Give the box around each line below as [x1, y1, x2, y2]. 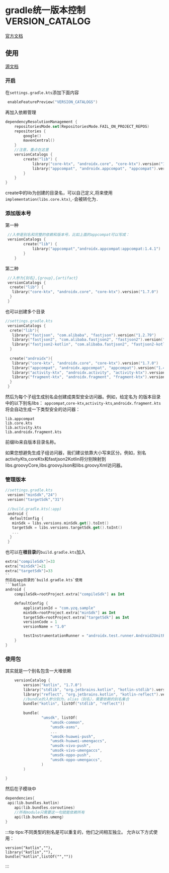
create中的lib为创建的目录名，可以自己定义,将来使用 [5, 190, 113, 196]
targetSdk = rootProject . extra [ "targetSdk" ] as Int [23, 615, 129, 620]
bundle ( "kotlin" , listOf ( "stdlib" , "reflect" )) [23, 701, 125, 707]
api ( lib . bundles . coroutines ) [14, 805, 75, 810]
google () [23, 133, 42, 138]
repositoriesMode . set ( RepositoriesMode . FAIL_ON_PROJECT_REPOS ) [14, 124, 150, 129]
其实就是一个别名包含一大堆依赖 [5, 668, 71, 674]
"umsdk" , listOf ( [41, 715, 78, 721]
